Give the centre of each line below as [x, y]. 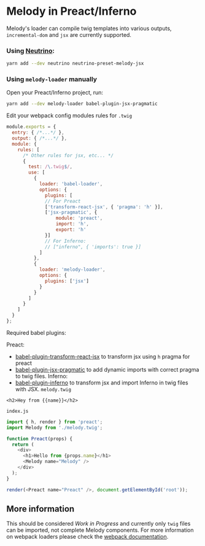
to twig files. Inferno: [41, 376]
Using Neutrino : [31, 50]
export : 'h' [71, 230]
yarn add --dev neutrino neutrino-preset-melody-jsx [75, 64]
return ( [23, 444]
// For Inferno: [66, 241]
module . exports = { [31, 127]
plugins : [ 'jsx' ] [67, 281]
